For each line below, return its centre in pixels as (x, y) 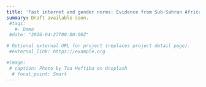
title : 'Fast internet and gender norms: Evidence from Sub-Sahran (94, 12)
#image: (16, 62)
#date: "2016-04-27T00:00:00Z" (49, 35)
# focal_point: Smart (40, 74)
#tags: (17, 23)
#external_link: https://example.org (57, 52)
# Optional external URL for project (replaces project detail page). (98, 46)
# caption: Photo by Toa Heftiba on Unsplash (68, 68)
